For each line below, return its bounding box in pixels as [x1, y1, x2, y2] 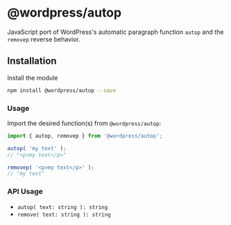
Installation [7, 55, 57, 67]
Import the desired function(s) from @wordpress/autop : [7, 119, 162, 127]
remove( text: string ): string [17, 211, 111, 218]
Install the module [7, 73, 58, 82]
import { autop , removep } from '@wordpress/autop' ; [7, 132, 163, 139]
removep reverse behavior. [7, 35, 81, 43]
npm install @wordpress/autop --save [7, 87, 117, 94]
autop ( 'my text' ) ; [7, 145, 67, 152]
